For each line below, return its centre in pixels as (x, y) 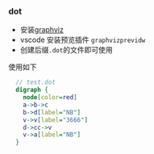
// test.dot (36, 82)
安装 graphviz (42, 30)
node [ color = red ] (50, 98)
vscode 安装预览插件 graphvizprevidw (83, 40)
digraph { (32, 90)
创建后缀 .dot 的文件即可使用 (66, 50)
